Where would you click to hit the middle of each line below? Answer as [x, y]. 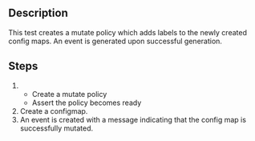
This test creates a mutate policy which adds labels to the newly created [127, 32]
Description [38, 13]
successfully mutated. [57, 128]
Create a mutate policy [69, 94]
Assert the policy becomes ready [87, 103]
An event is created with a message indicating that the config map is [133, 119]
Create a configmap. [54, 111]
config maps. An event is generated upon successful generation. [115, 41]
